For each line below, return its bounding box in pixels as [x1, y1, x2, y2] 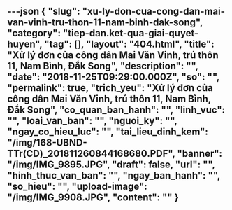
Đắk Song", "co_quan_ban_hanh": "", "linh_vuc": [7, 104, 226, 116]
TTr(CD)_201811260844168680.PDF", [7, 148, 175, 160]
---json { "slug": [7, 6, 80, 17]
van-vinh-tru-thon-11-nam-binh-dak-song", [7, 17, 203, 29]
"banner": [177, 148, 222, 160]
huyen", [7, 38, 43, 50]
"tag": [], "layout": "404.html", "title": [44, 38, 215, 50]
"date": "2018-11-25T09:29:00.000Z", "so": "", [7, 71, 220, 83]
